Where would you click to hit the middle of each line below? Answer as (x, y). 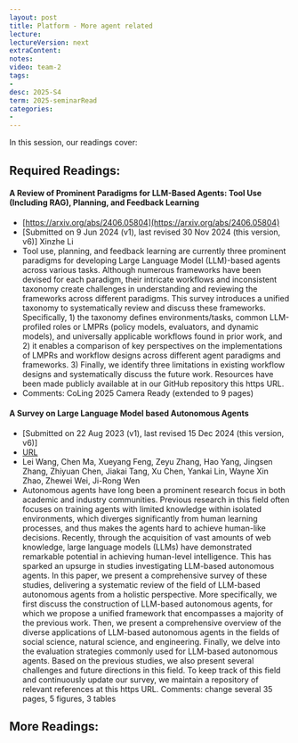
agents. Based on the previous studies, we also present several (138, 660)
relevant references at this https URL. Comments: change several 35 (147, 689)
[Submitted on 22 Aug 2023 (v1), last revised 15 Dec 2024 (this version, (153, 433)
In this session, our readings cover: (73, 143)
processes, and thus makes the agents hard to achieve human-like (144, 528)
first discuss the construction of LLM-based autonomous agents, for (147, 604)
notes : (21, 59)
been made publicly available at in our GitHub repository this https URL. (153, 384)
